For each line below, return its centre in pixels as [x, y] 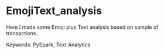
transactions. [22, 33]
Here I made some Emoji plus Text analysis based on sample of [82, 27]
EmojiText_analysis [54, 11]
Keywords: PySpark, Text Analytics [48, 45]
